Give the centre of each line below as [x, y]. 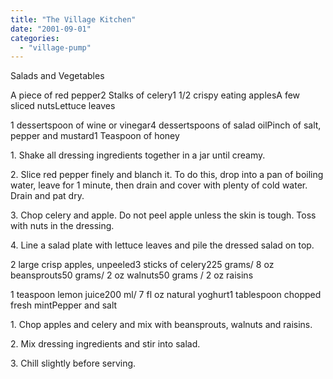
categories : [35, 38]
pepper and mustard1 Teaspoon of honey [95, 136]
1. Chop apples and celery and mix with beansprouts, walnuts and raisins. [161, 325]
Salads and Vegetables [57, 76]
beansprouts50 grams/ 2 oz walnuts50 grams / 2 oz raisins [132, 275]
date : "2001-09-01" [51, 29]
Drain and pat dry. [47, 196]
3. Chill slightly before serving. [73, 363]
